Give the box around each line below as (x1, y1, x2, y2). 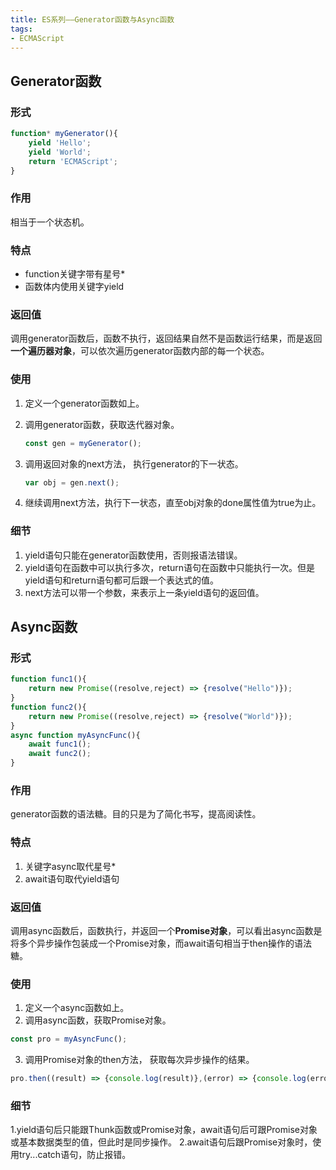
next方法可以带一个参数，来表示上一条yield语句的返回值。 (24, 586, 265, 598)
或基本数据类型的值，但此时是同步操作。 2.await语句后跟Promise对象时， (10, 1136, 313, 1148)
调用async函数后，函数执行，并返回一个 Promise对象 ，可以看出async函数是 (10, 925, 323, 936)
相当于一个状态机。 (10, 216, 90, 228)
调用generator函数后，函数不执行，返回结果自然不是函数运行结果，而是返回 (10, 332, 323, 345)
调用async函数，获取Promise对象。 (24, 1014, 172, 1026)
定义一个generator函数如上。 (24, 397, 145, 409)
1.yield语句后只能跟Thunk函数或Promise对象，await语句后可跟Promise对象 (10, 1124, 318, 1136)
